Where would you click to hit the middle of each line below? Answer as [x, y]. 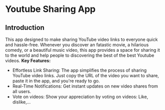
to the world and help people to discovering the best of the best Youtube [80, 55]
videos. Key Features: [28, 60]
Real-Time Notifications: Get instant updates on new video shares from [85, 86]
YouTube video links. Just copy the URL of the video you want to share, [86, 75]
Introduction [25, 28]
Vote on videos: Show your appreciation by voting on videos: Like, [80, 97]
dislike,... [21, 102]
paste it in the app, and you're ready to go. [56, 81]
